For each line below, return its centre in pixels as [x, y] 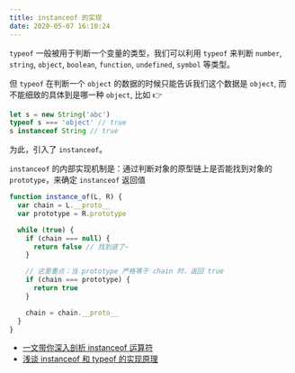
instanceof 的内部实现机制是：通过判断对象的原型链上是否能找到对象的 [141, 168]
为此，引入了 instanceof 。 [58, 150]
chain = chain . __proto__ [72, 313]
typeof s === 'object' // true [68, 123]
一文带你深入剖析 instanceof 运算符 [88, 348]
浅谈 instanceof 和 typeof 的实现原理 [90, 359]
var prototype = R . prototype [72, 214]
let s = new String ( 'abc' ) [60, 114]
